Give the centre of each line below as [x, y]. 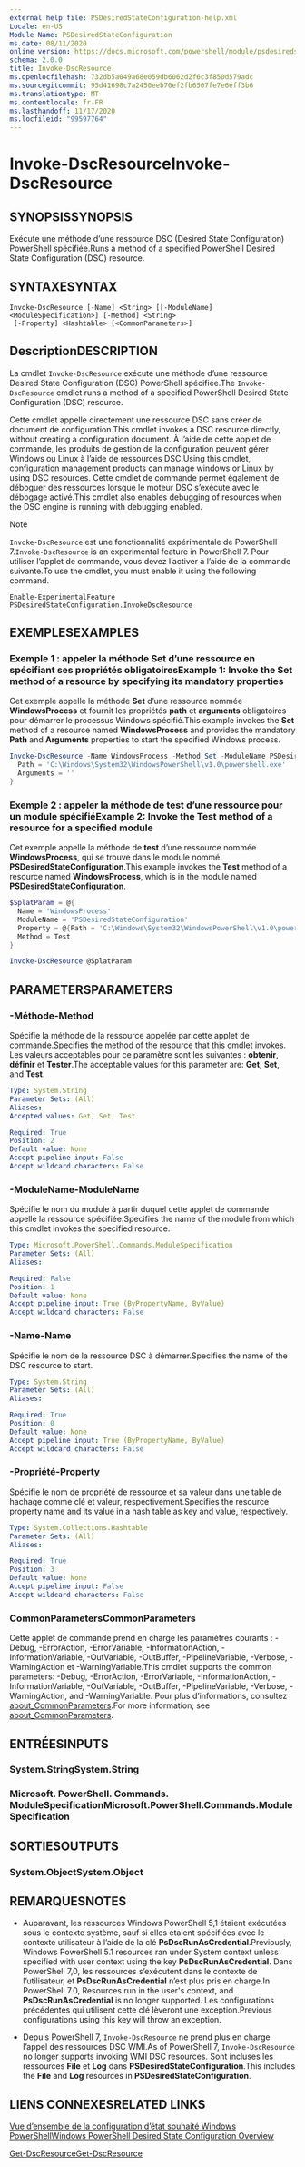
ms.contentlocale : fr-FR [56, 102]
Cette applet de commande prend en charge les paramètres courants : [141, 1638]
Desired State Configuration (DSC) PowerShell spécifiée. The [123, 383]
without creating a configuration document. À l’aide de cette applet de [140, 439]
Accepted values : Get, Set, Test [73, 1116]
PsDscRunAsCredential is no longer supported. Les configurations [148, 2001]
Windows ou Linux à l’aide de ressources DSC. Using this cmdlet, [130, 458]
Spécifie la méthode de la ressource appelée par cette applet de [129, 1036]
